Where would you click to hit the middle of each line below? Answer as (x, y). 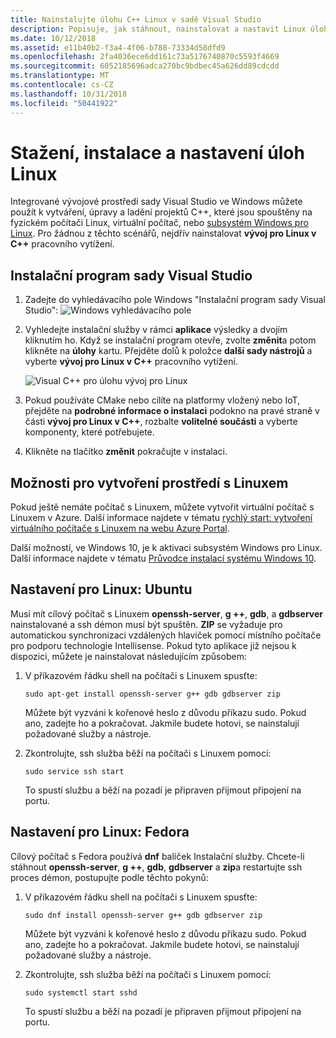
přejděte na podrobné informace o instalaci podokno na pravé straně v (172, 411)
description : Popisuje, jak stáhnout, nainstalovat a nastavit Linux (158, 29)
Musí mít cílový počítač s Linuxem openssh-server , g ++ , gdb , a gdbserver (166, 613)
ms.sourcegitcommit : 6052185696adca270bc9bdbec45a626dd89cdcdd (145, 66)
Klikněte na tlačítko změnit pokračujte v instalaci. (126, 452)
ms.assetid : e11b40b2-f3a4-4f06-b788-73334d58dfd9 (118, 47)
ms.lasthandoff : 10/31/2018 (69, 94)
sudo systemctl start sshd (81, 992)
